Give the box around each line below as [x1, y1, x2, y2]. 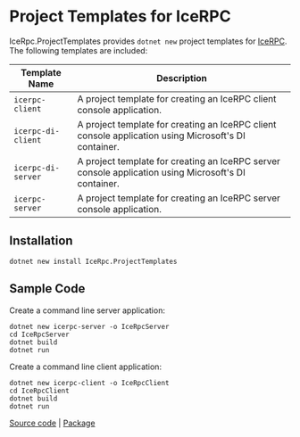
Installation [9, 234, 73, 249]
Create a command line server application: [9, 305, 165, 316]
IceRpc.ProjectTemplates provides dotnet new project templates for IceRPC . [9, 36, 287, 46]
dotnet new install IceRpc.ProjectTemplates [9, 257, 178, 266]
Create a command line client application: [9, 361, 162, 372]
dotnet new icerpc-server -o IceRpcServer [9, 322, 170, 331]
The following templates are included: [9, 45, 148, 55]
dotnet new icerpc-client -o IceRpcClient [9, 378, 170, 387]
